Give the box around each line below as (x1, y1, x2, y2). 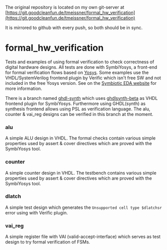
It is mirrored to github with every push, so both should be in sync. (5, 25, 143, 31)
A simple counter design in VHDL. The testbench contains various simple (5, 170, 157, 176)
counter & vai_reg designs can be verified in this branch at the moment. (5, 111, 153, 117)
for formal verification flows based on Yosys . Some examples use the (5, 69, 149, 75)
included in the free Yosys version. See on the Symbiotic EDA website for (5, 80, 157, 86)
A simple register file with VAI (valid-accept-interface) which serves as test (5, 233, 161, 240)
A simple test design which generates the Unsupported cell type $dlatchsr (5, 204, 162, 210)
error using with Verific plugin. (5, 209, 68, 215)
